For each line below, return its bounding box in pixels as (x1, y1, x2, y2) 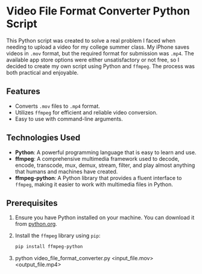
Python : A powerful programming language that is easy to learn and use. (14, 149, 197, 156)
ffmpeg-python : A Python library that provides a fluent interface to (14, 174, 182, 181)
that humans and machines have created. (14, 167, 118, 175)
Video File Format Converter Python (6, 4, 190, 18)
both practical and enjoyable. (6, 69, 79, 76)
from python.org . (14, 220, 57, 228)
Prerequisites (6, 198, 58, 208)
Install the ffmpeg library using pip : (14, 232, 101, 239)
